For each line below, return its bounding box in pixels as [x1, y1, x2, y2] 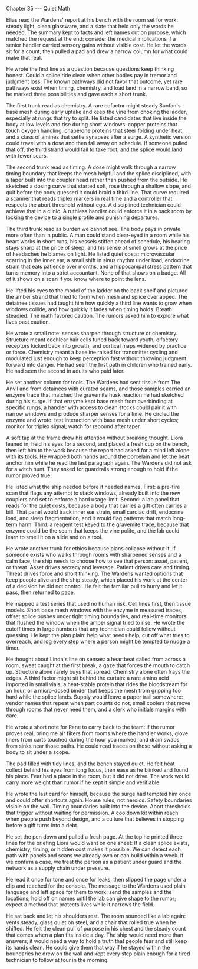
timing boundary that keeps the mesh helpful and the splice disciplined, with [6, 170, 192, 177]
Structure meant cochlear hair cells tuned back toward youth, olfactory [6, 336, 179, 343]
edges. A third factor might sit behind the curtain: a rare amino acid [6, 674, 169, 681]
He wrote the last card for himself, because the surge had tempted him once [6, 791, 192, 797]
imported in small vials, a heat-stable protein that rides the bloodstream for [6, 681, 188, 687]
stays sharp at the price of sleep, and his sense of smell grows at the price [6, 244, 187, 251]
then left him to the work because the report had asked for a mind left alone [6, 447, 190, 453]
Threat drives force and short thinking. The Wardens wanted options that [6, 570, 183, 577]
